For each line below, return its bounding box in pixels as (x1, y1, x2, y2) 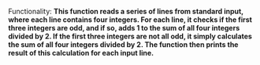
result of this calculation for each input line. (8, 49, 154, 57)
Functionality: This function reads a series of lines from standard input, (8, 7, 244, 16)
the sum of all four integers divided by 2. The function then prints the (8, 40, 239, 49)
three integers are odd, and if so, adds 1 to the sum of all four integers (8, 23, 240, 32)
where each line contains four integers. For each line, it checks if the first (8, 15, 252, 24)
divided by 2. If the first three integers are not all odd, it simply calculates (8, 31, 252, 41)
